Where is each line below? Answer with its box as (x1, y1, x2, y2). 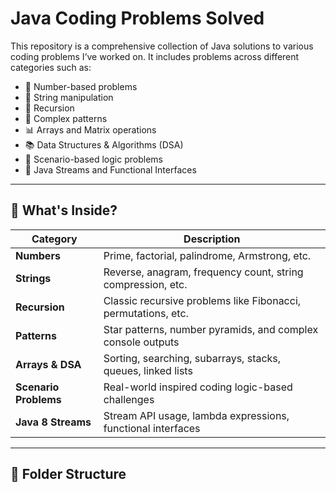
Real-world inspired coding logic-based (103, 380, 293, 394)
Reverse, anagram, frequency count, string (103, 265, 304, 279)
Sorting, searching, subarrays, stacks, (103, 351, 282, 365)
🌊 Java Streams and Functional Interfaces (24, 163, 197, 176)
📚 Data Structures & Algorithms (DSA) (24, 138, 184, 151)
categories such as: (10, 61, 92, 73)
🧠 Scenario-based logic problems (24, 153, 163, 165)
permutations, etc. (103, 306, 189, 320)
